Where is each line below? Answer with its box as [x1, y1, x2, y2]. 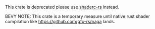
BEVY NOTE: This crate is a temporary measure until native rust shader [5, 14, 150, 19]
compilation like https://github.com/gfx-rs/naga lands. [5, 19, 115, 24]
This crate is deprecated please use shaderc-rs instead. [5, 4, 120, 10]
